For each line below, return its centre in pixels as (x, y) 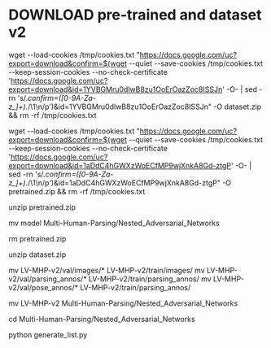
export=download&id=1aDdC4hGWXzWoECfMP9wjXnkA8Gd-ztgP (120, 165)
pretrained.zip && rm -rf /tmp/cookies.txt (77, 191)
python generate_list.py (48, 334)
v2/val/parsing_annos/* (48, 279)
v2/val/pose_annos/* (44, 287)
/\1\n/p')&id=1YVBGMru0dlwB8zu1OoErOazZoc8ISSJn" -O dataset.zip (144, 107)
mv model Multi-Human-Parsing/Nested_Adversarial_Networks (114, 223)
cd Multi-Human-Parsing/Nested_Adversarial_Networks (102, 319)
